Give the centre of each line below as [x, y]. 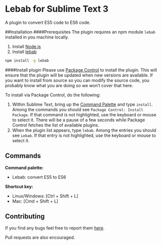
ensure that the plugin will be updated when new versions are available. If [79, 75]
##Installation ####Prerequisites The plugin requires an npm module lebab [80, 32]
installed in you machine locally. [37, 37]
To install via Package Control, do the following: [53, 95]
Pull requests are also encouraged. [40, 238]
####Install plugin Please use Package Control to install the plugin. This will [81, 70]
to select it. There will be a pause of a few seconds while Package [79, 120]
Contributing [25, 217]
